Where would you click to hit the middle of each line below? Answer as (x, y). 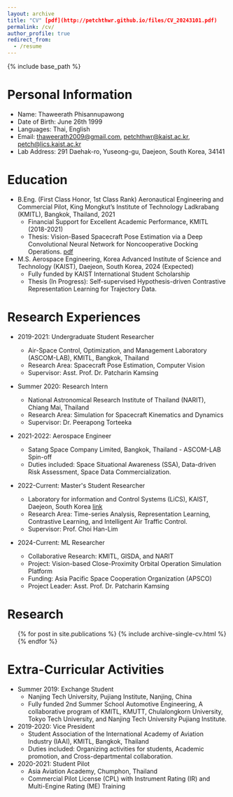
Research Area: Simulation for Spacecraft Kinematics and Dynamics (126, 414)
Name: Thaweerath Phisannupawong (71, 114)
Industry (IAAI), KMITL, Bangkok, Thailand (88, 741)
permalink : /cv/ (31, 27)
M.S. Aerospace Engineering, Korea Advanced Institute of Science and (119, 259)
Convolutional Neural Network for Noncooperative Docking (113, 244)
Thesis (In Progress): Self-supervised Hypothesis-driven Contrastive (127, 281)
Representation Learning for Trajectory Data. (92, 289)
